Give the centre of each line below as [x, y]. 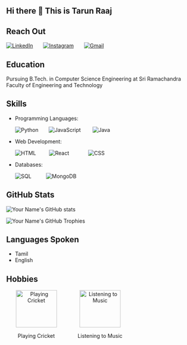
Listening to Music [100, 336]
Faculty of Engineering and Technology [54, 85]
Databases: [29, 164]
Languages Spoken [43, 240]
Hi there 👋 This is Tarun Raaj [59, 11]
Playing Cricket [36, 336]
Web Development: [38, 141]
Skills [16, 104]
